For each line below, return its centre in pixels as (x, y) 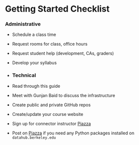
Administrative (23, 24)
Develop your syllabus (34, 63)
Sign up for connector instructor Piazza (52, 123)
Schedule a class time (34, 34)
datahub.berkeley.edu (34, 137)
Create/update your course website (48, 114)
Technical (24, 75)
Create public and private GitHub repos (51, 105)
